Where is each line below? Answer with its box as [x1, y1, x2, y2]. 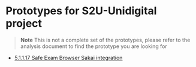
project [5, 17, 43, 30]
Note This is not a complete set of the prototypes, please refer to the [20, 36, 191, 43]
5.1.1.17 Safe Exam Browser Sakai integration [14, 54, 123, 61]
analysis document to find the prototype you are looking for [20, 43, 167, 50]
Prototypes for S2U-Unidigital [5, 4, 157, 18]
